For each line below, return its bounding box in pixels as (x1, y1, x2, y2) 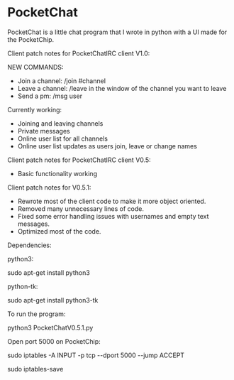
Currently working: (7, 105, 62, 114)
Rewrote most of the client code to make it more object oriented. (17, 197, 206, 205)
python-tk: (7, 282, 38, 291)
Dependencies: (7, 241, 52, 249)
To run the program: (7, 310, 66, 318)
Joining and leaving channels (17, 119, 104, 128)
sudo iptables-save (7, 364, 64, 373)
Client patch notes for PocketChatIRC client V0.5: (7, 156, 151, 164)
